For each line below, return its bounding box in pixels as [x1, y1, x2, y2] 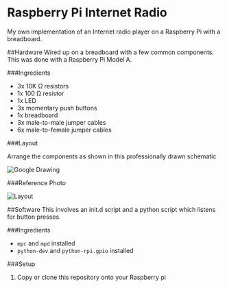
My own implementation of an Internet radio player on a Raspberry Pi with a [7, 27, 221, 36]
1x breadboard [16, 111, 58, 119]
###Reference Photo [7, 178, 67, 187]
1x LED [16, 96, 36, 104]
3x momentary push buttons [16, 104, 97, 112]
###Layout [7, 139, 38, 147]
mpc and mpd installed [16, 239, 75, 248]
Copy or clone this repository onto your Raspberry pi [16, 273, 167, 281]
